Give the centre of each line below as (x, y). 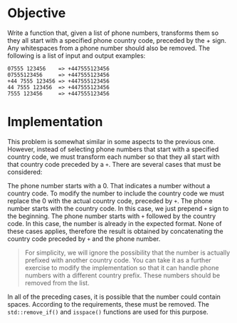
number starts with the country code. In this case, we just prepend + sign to (118, 208)
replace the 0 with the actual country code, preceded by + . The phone (110, 200)
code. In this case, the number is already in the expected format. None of (115, 223)
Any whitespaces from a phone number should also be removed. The (109, 48)
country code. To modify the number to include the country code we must (116, 193)
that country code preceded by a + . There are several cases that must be (114, 164)
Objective (37, 13)
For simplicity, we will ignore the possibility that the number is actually (127, 252)
